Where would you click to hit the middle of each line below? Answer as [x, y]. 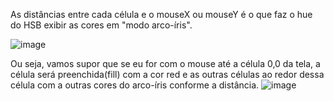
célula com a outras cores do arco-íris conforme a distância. [135, 85]
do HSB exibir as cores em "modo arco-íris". [101, 25]
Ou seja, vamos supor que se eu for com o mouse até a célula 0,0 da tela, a [165, 63]
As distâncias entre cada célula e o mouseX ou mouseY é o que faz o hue [161, 14]
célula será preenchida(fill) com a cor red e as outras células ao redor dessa [167, 74]
